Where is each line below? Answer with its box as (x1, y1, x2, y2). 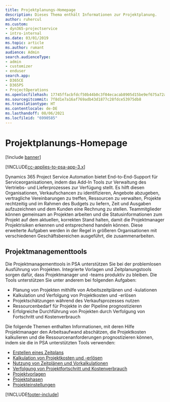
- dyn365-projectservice (5, 26, 58, 31)
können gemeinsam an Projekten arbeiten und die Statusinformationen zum (5, 211, 163, 217)
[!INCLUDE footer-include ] (5, 391, 59, 397)
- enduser (5, 69, 26, 74)
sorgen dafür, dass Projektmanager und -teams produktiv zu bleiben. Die (5, 272, 157, 278)
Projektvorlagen (12, 371, 47, 377)
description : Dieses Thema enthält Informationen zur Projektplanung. (5, 12, 157, 17)
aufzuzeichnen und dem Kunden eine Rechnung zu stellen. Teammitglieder (5, 206, 162, 212)
